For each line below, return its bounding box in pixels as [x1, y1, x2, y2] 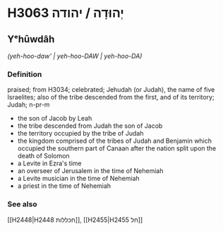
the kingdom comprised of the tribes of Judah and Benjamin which [17, 136, 212, 146]
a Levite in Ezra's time [17, 159, 83, 167]
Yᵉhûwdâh [7, 33, 55, 45]
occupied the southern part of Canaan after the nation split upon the [17, 144, 217, 153]
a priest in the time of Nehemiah [17, 182, 111, 190]
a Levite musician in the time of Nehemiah [17, 174, 140, 183]
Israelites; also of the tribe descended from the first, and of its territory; [7, 93, 215, 102]
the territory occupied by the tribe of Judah [17, 129, 144, 138]
